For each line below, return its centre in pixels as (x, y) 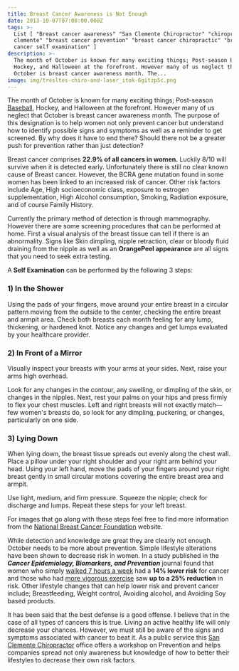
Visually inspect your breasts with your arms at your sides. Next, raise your (117, 368)
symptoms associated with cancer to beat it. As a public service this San (114, 638)
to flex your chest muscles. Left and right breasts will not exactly (102, 405)
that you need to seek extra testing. (59, 256)
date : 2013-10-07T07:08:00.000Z (55, 21)
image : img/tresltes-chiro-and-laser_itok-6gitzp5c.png (92, 80)
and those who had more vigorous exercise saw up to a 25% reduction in (115, 578)
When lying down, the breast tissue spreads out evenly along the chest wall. (119, 454)
